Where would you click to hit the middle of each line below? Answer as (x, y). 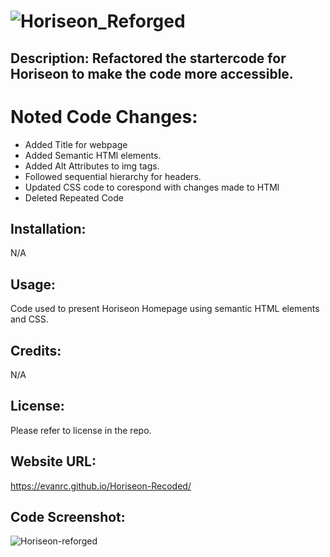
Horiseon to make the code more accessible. (152, 73)
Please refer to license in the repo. (81, 430)
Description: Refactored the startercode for (148, 58)
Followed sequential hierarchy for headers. (113, 176)
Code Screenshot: (68, 516)
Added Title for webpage (76, 144)
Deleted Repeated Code (74, 197)
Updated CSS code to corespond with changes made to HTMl (152, 187)
